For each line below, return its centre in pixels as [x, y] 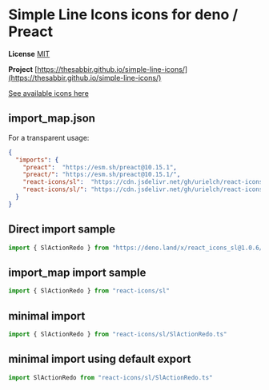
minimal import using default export [100, 359]
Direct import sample [62, 229]
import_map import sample [77, 272]
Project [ [23, 69]
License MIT [29, 54]
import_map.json [52, 119]
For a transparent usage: [49, 137]
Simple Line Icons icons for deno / [123, 15]
